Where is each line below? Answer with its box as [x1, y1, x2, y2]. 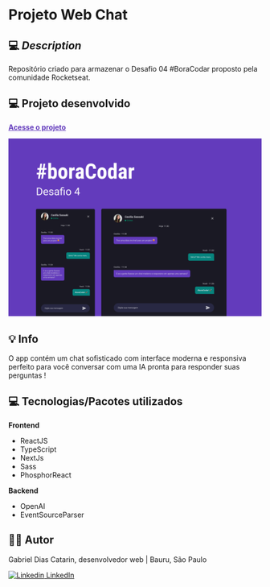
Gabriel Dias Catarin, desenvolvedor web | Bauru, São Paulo [8, 554, 207, 564]
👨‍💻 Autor [8, 533, 55, 547]
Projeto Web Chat [8, 6, 129, 24]
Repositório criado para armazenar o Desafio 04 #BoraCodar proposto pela [8, 64, 258, 73]
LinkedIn [46, 570, 75, 580]
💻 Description [8, 39, 82, 52]
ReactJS [19, 436, 48, 445]
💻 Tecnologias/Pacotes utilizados [8, 395, 183, 408]
